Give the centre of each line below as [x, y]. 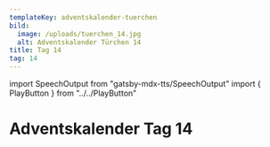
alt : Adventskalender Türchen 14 [79, 42]
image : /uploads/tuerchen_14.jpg [79, 34]
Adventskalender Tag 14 [101, 129]
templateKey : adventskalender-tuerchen [83, 17]
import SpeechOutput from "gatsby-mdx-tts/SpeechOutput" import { [135, 84]
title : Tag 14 [36, 50]
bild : [19, 26]
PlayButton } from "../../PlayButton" [73, 93]
